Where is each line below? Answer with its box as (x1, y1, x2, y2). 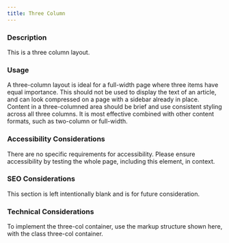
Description (7, 32, 47, 42)
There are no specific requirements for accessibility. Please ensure (7, 150, 196, 158)
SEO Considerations (7, 174, 75, 183)
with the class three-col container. (7, 230, 104, 238)
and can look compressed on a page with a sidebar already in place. (7, 95, 200, 103)
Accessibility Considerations (7, 134, 105, 144)
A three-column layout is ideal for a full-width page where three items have (7, 81, 219, 89)
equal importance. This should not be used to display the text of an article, (7, 88, 217, 97)
